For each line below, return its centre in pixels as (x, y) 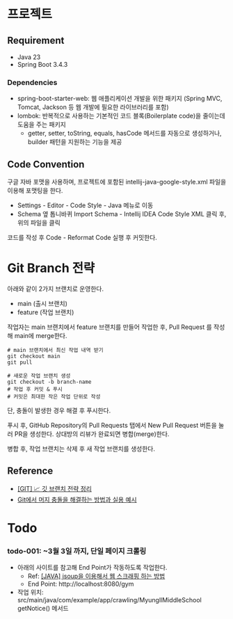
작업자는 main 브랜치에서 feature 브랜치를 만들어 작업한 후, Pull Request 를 (110, 327)
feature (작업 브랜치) (46, 312)
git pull (20, 362)
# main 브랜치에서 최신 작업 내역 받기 (55, 351)
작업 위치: (30, 593)
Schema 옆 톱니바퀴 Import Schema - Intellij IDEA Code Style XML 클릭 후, (122, 214)
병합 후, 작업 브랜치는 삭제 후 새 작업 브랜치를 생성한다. (81, 449)
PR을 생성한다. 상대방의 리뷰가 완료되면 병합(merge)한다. (92, 434)
